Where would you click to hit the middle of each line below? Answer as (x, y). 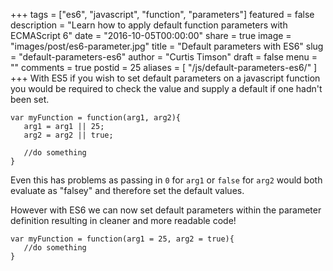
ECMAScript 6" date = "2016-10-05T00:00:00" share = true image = (151, 35)
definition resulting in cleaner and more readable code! (123, 220)
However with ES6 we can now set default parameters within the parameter (166, 210)
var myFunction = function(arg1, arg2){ (96, 118)
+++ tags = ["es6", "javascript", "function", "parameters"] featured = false (162, 14)
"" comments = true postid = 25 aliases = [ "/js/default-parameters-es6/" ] (164, 67)
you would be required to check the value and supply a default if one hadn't (166, 88)
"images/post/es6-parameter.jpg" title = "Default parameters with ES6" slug (167, 46)
